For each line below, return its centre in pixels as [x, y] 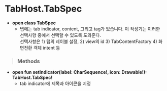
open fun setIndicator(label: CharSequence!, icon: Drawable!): [79, 72]
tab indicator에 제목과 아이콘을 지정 [55, 83]
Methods [28, 61]
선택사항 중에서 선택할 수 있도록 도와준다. [60, 35]
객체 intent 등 [47, 48]
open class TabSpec [34, 23]
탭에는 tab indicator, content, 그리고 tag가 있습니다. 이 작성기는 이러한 [90, 29]
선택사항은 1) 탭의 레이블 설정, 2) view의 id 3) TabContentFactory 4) [89, 41]
